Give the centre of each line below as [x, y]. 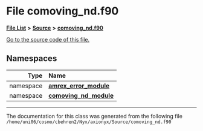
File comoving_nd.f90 [63, 11]
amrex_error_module [79, 86]
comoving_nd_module [81, 95]
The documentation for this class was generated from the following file [95, 116]
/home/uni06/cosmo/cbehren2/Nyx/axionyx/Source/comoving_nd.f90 [89, 122]
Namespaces [32, 59]
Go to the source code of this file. [48, 39]
